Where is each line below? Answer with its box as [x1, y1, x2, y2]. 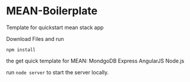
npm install [6, 46, 36, 53]
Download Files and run [6, 35, 64, 42]
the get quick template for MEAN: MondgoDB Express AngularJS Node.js [6, 57, 185, 64]
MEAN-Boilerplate [6, 4, 98, 18]
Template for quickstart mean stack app [6, 24, 104, 31]
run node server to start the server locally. [6, 68, 109, 75]
